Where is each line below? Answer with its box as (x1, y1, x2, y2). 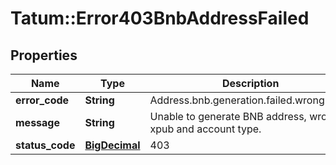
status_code (15, 138, 76, 152)
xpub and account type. (149, 122, 262, 136)
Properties (10, 47, 78, 64)
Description (221, 77, 280, 90)
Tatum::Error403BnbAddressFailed (10, 7, 310, 30)
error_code (15, 93, 70, 107)
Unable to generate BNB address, (149, 110, 307, 123)
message (15, 116, 60, 129)
